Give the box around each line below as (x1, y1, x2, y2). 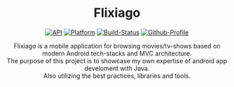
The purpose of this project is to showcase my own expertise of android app (6, 56, 228, 65)
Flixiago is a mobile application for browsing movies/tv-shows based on (13, 41, 221, 50)
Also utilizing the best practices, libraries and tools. (43, 72, 191, 80)
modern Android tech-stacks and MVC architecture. (42, 49, 192, 58)
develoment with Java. (84, 64, 150, 72)
